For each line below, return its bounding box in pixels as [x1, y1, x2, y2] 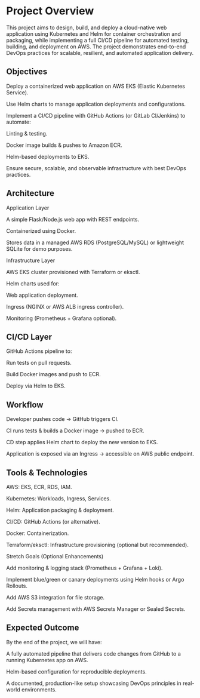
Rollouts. [6, 582, 28, 589]
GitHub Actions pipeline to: [6, 348, 72, 355]
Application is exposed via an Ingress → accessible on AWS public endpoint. [6, 450, 195, 457]
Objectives [6, 67, 48, 77]
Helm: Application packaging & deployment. [6, 506, 115, 513]
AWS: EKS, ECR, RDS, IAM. [6, 484, 73, 490]
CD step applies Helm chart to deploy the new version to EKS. [6, 439, 158, 446]
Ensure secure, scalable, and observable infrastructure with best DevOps [6, 164, 186, 171]
